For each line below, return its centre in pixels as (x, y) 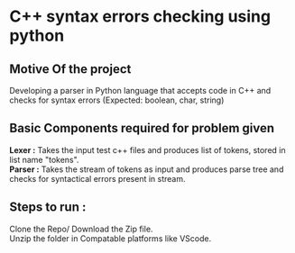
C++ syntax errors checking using (140, 17)
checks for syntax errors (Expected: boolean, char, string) (117, 100)
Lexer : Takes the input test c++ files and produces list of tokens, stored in (147, 149)
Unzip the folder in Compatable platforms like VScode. (111, 238)
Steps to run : (48, 208)
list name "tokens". (44, 159)
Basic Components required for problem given (142, 128)
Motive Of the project (70, 69)
